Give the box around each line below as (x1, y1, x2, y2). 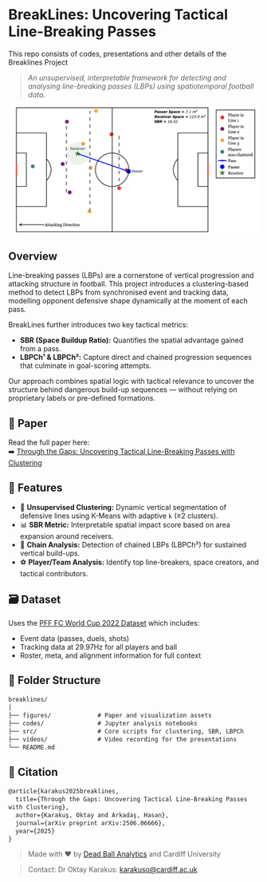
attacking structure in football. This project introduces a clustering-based (8, 279, 249, 289)
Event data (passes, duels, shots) (19, 633, 130, 643)
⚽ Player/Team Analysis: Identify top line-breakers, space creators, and (19, 557, 259, 567)
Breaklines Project (8, 57, 69, 67)
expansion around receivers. (19, 531, 114, 540)
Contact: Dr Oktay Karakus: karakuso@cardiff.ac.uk (27, 864, 198, 875)
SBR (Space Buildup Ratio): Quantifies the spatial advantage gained (19, 335, 244, 345)
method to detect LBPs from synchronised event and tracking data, (8, 287, 229, 297)
